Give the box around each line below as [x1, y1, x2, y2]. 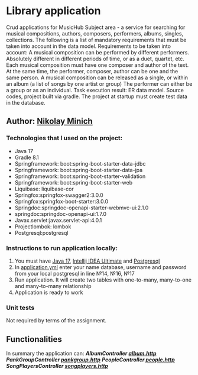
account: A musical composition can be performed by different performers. [6, 49, 189, 56]
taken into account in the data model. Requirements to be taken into [6, 43, 171, 50]
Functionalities [6, 334, 62, 344]
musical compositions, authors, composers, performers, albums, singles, [6, 30, 184, 37]
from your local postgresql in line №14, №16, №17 [14, 270, 135, 277]
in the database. [6, 99, 46, 106]
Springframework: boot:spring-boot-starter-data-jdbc [14, 160, 146, 167]
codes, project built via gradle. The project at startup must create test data [6, 93, 188, 100]
